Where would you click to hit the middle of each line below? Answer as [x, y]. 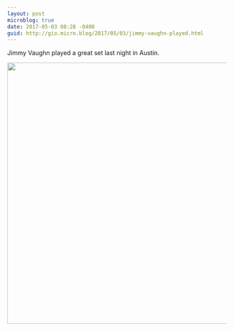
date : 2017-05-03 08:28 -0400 [51, 26]
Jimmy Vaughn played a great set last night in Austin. [84, 53]
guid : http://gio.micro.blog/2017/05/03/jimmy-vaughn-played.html [106, 33]
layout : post [26, 14]
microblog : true [31, 20]
